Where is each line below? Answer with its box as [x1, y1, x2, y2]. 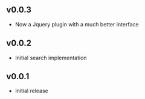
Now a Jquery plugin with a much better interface [14, 20, 139, 28]
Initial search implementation [14, 54, 87, 61]
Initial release [14, 87, 48, 95]
